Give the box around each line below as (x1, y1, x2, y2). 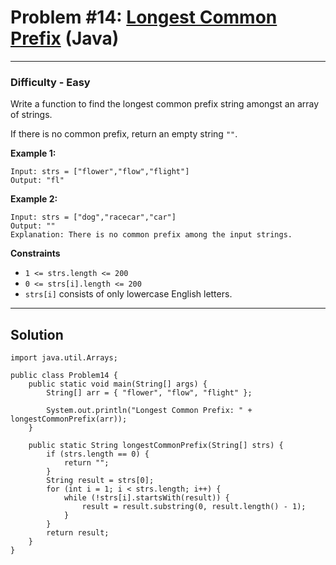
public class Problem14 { (10, 371, 118, 381)
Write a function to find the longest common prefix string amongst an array (10, 98, 320, 110)
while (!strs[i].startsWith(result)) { (63, 493, 230, 503)
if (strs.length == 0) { (46, 449, 150, 460)
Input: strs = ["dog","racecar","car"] (10, 212, 177, 223)
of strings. (10, 109, 53, 121)
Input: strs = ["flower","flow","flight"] (10, 167, 190, 177)
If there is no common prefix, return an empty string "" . (10, 128, 238, 140)
